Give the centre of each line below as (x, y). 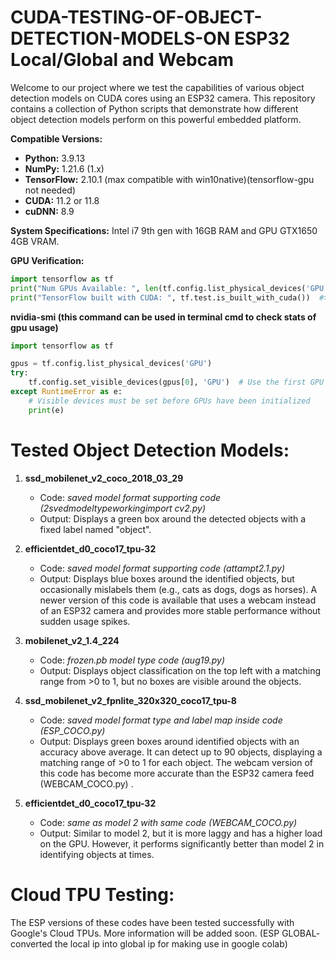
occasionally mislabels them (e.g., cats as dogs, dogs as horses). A (178, 589)
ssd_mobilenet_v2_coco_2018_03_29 (104, 478)
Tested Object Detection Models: (150, 450)
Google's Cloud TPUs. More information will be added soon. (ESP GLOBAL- (165, 933)
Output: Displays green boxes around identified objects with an (169, 741)
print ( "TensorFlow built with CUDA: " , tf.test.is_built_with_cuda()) (160, 297)
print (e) (46, 410)
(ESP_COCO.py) (72, 730)
